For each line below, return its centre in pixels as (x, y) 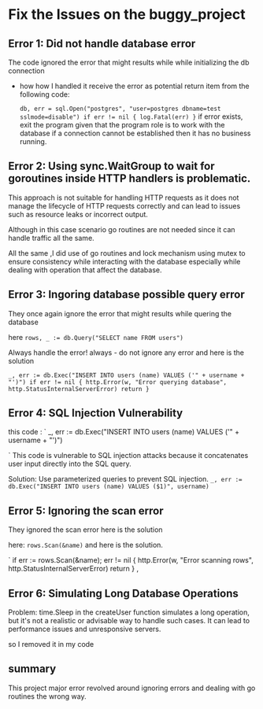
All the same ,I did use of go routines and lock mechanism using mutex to (127, 253)
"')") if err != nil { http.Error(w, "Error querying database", (117, 382)
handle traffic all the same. (51, 238)
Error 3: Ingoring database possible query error (127, 295)
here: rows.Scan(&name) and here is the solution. (86, 545)
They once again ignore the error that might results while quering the (120, 313)
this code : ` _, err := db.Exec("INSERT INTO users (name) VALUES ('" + (124, 432)
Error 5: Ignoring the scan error (86, 510)
